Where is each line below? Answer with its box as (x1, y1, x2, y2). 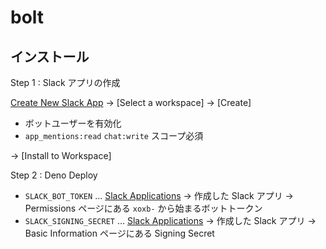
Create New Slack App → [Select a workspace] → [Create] (10, 97, 252, 108)
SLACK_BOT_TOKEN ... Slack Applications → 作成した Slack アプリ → (24, 190, 294, 201)
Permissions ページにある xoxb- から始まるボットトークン (24, 202, 263, 214)
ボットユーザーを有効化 (24, 117, 122, 129)
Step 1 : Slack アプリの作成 (10, 77, 121, 88)
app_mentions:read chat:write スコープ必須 (24, 130, 204, 141)
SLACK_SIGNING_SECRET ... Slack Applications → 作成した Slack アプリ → (24, 215, 317, 226)
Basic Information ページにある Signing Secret (24, 227, 215, 239)
